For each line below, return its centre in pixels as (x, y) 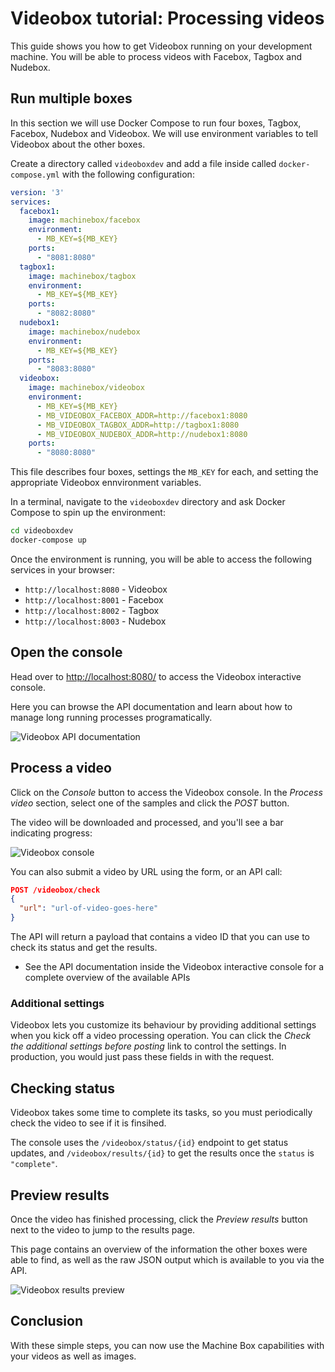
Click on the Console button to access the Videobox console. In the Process (166, 792)
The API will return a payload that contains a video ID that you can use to (160, 936)
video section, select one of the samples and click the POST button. (150, 803)
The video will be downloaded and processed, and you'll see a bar (147, 822)
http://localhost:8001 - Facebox (94, 599)
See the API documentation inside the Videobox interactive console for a (174, 966)
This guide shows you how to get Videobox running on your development (161, 46)
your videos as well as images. (73, 1356)
